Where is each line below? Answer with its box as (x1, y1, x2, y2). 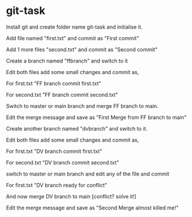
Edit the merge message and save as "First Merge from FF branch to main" (6, 114, 187, 121)
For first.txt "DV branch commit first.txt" (6, 148, 102, 155)
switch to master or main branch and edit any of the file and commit (6, 170, 170, 177)
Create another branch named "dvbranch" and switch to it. (6, 125, 148, 132)
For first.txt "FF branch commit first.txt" (6, 80, 101, 87)
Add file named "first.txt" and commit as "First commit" (6, 34, 139, 41)
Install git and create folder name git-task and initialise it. (6, 23, 143, 30)
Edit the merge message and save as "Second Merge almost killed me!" (6, 204, 179, 211)
